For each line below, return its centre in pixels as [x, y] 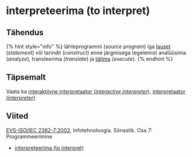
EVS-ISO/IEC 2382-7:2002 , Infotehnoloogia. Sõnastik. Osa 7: [79, 130]
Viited [17, 116]
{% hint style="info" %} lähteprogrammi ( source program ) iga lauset [88, 46]
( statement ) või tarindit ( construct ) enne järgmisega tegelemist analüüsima [96, 53]
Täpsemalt [26, 77]
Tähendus [25, 33]
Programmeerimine [29, 136]
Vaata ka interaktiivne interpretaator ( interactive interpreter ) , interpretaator [96, 91]
